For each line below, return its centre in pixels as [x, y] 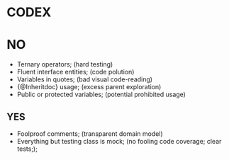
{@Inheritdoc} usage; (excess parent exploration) [89, 87]
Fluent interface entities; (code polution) [76, 72]
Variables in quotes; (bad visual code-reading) [85, 79]
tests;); [27, 149]
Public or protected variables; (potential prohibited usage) [101, 95]
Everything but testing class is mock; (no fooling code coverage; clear [119, 141]
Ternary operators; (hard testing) [65, 64]
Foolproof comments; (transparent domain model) [90, 133]
